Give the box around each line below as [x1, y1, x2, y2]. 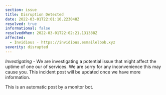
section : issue [5, 7, 37, 12]
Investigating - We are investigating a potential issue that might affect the [5, 58, 156, 64]
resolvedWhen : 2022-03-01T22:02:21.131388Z [5, 30, 98, 35]
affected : [5, 35, 26, 40]
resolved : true [5, 21, 37, 26]
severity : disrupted [5, 44, 49, 49]
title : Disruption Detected [5, 12, 64, 17]
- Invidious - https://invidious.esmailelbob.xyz [10, 40, 115, 45]
